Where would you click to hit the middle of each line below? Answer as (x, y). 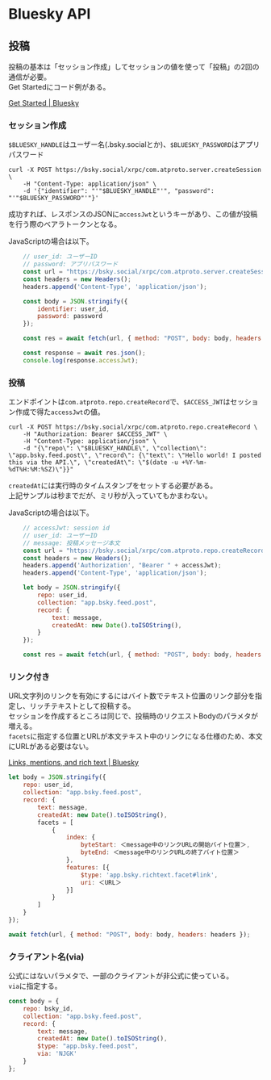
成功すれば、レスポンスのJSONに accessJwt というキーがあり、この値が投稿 (133, 214)
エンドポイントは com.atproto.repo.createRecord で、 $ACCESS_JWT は (119, 402)
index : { (80, 837)
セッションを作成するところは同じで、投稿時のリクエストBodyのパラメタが (133, 716)
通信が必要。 (29, 77)
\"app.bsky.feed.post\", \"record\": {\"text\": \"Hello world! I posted (135, 456)
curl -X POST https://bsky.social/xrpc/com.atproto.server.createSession (135, 170)
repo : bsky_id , (48, 1009)
